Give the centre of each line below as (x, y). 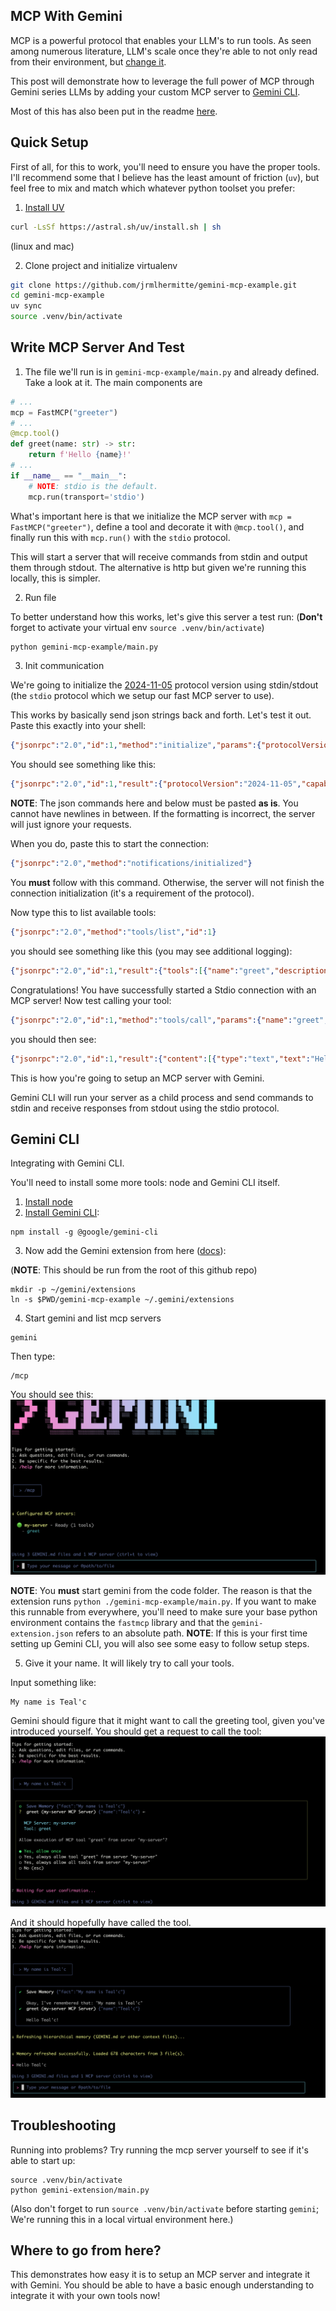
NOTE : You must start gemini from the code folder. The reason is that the (161, 1591)
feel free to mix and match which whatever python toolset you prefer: (153, 188)
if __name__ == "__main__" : (69, 475)
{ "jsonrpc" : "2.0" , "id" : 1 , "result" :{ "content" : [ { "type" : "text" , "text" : (160, 1059)
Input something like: (53, 1683)
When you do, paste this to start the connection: (110, 844)
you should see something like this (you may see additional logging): (151, 951)
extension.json (42, 1634)
